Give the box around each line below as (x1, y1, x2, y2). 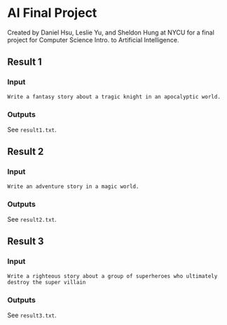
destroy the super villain (7, 279, 86, 286)
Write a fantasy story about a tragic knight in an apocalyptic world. (7, 93, 221, 100)
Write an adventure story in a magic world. (7, 183, 139, 190)
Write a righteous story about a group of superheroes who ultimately (7, 272, 218, 279)
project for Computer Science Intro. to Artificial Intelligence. (7, 35, 179, 44)
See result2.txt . (7, 215, 57, 223)
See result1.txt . (7, 125, 57, 134)
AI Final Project (7, 5, 97, 21)
